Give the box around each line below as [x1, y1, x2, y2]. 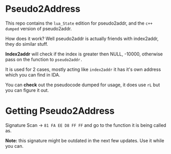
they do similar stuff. [5, 41, 48, 47]
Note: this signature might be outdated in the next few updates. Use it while [5, 137, 164, 144]
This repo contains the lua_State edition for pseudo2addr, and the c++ [5, 20, 153, 26]
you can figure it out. [5, 87, 50, 93]
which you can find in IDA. [5, 71, 60, 78]
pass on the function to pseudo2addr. [5, 56, 83, 62]
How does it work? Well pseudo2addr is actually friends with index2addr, [5, 35, 159, 42]
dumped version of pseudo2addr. [5, 25, 72, 31]
